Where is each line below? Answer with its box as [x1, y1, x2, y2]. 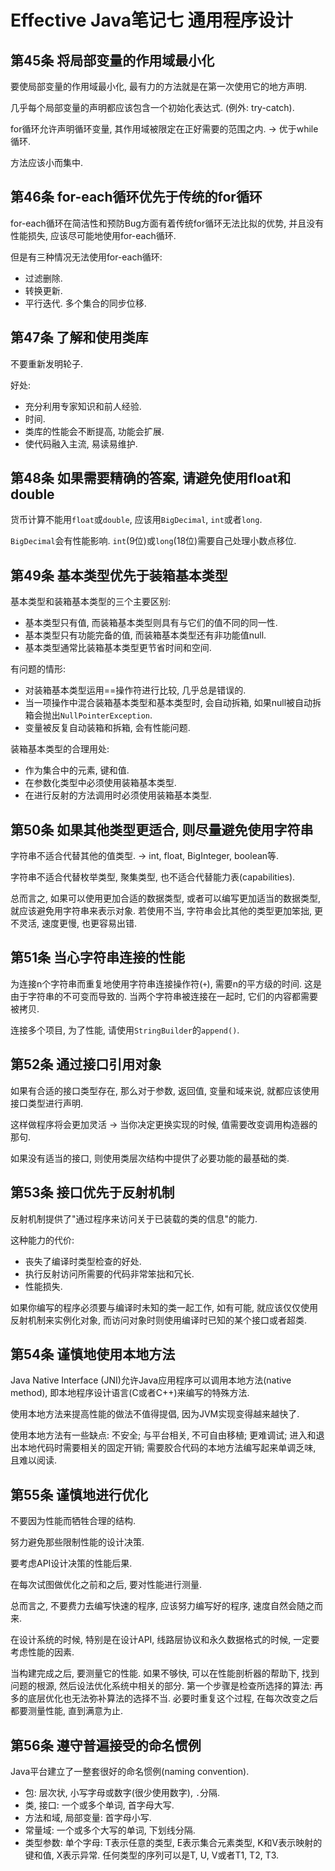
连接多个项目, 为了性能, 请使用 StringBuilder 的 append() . [10, 1024, 240, 1036]
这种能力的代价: [10, 1234, 75, 1246]
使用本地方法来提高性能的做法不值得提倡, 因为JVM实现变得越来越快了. [10, 1408, 300, 1420]
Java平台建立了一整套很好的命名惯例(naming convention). [10, 1765, 250, 1777]
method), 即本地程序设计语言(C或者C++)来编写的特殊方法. [10, 1387, 250, 1399]
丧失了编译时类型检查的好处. [24, 1255, 142, 1267]
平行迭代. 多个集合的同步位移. [24, 297, 147, 309]
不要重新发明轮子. [10, 357, 84, 370]
